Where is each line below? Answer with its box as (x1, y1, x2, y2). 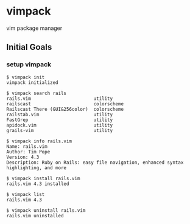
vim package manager (6, 24, 63, 32)
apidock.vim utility (6, 122, 113, 128)
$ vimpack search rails (6, 90, 67, 96)
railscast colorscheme (6, 100, 124, 107)
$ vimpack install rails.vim (6, 175, 80, 181)
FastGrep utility (6, 117, 113, 123)
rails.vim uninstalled (6, 212, 64, 219)
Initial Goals (6, 42, 52, 52)
